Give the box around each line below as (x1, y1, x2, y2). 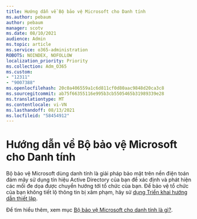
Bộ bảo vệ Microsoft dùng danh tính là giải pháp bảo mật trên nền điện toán (6, 170, 189, 177)
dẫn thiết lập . (6, 195, 38, 202)
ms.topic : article (6, 42, 51, 48)
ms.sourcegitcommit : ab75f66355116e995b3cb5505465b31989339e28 (6, 91, 165, 97)
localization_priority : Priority (6, 58, 88, 64)
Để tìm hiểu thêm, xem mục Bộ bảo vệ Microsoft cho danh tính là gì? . (6, 207, 173, 214)
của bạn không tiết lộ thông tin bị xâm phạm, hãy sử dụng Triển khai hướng (6, 189, 188, 196)
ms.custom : (6, 69, 33, 75)
